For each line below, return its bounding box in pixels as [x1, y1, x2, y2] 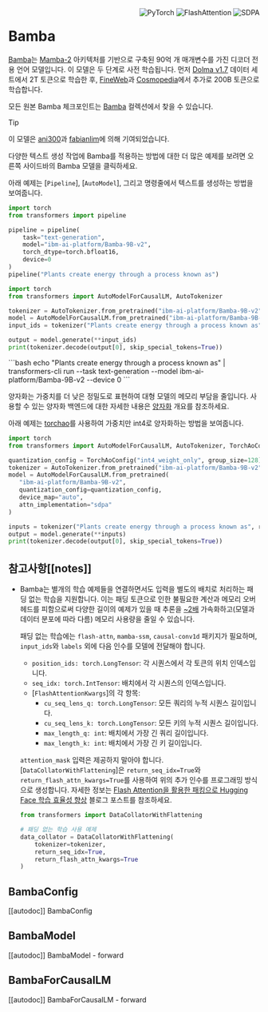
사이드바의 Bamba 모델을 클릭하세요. [22, 161, 138, 170]
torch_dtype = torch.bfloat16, [22, 248, 120, 257]
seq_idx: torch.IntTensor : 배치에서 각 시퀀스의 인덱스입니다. [31, 679, 227, 688]
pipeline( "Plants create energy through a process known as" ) [8, 270, 219, 278]
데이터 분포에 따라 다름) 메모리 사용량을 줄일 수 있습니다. [19, 615, 195, 624]
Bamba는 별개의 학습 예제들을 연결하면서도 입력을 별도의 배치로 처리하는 [19, 584, 246, 594]
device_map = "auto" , [18, 493, 84, 502]
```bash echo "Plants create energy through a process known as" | [8, 357, 226, 367]
